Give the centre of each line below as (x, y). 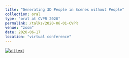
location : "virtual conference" (38, 37)
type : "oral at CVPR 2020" (33, 19)
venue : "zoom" (20, 28)
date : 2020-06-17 (23, 32)
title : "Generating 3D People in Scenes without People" (65, 10)
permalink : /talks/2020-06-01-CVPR (42, 23)
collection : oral (23, 14)
